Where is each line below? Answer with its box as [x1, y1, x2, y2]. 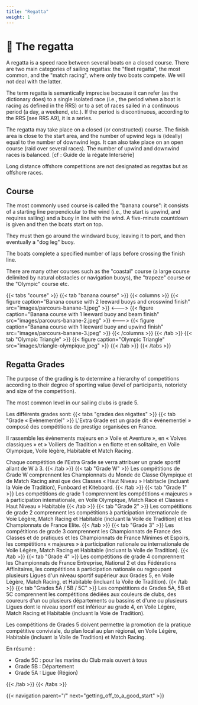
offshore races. [6, 169, 43, 176]
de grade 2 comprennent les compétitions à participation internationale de [6, 509, 187, 516]
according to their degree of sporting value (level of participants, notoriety [6, 381, 187, 388]
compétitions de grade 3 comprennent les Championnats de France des [6, 528, 181, 535]
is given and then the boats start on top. [6, 221, 103, 228]
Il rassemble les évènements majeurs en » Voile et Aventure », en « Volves [6, 434, 187, 442]
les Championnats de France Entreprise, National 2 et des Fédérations [6, 559, 177, 566]
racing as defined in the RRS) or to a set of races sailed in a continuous [6, 102, 179, 110]
